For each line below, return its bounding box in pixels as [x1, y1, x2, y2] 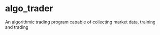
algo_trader [5, 3, 53, 14]
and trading [5, 24, 29, 30]
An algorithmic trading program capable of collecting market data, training [5, 19, 156, 25]
